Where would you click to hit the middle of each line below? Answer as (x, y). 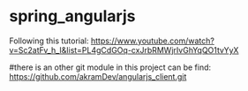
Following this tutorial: (49, 41)
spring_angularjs (72, 16)
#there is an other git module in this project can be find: (110, 67)
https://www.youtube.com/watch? (152, 41)
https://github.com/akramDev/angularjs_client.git (98, 76)
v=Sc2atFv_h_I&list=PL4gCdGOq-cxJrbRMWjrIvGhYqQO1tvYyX (124, 49)
